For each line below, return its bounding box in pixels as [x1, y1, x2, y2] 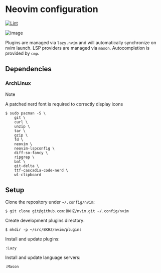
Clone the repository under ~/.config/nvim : [5, 199, 95, 205]
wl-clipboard [14, 172, 42, 177]
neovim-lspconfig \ [14, 146, 55, 151]
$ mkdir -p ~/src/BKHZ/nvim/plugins [5, 227, 82, 232]
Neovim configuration [5, 4, 99, 15]
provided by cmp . [5, 50, 39, 56]
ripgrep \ [14, 155, 35, 160]
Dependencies [5, 65, 52, 73]
